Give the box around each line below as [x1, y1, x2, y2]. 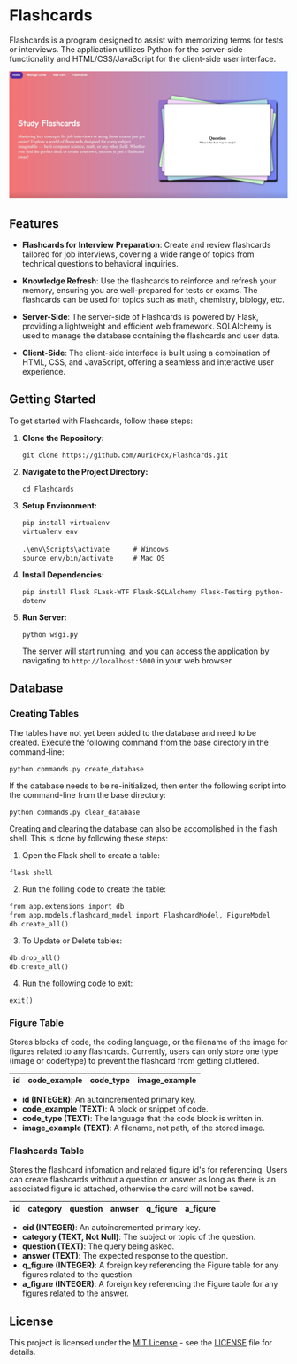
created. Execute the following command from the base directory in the [9, 737, 270, 748]
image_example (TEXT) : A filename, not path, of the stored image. [21, 1122, 265, 1133]
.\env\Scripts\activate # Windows [21, 545, 170, 554]
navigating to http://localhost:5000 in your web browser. [21, 655, 234, 665]
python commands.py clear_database [9, 808, 141, 817]
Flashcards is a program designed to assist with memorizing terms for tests [9, 35, 284, 45]
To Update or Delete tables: [21, 935, 123, 946]
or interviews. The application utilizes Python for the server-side [9, 43, 243, 54]
